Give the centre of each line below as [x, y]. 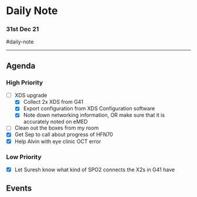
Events [19, 188]
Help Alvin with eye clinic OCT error [58, 141]
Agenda [21, 66]
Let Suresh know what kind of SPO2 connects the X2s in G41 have [94, 169]
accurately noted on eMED [55, 122]
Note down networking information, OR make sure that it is [94, 115]
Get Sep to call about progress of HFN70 [64, 135]
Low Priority [24, 157]
